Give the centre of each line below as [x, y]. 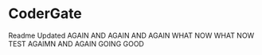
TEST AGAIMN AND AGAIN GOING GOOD [76, 43]
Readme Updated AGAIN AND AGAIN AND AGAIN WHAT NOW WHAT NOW [131, 35]
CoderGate [45, 14]
